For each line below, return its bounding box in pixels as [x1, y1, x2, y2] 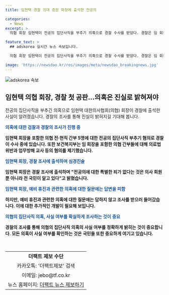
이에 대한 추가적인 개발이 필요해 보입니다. [16, 203, 96, 209]
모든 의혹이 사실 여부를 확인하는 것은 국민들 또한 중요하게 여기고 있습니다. [12, 231, 153, 237]
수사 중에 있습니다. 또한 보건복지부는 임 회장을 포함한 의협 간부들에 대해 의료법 [10, 141, 161, 148]
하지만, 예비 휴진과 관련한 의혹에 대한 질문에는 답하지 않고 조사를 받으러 [5, 197, 143, 203]
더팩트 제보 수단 [28, 253, 64, 260]
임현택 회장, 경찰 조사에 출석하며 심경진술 [5, 158, 85, 164]
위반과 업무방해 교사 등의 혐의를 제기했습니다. [5, 148, 93, 154]
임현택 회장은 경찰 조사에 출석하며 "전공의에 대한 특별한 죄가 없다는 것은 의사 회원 [5, 169, 162, 175]
